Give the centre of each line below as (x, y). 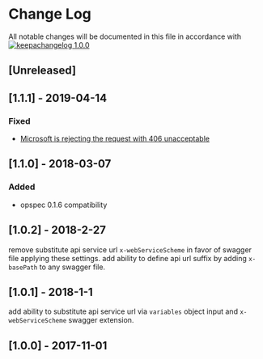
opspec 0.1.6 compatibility (64, 205)
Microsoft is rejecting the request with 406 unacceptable (115, 139)
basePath (23, 268)
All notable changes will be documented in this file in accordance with (125, 36)
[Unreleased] (42, 71)
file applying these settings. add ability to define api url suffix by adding (127, 258)
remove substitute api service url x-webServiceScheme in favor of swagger (130, 249)
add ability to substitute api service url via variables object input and (123, 311)
